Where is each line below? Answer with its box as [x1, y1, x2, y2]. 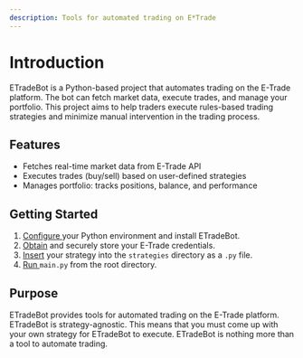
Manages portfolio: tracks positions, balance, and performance [22, 180, 258, 191]
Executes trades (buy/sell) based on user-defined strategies [22, 171, 247, 182]
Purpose [9, 286, 59, 301]
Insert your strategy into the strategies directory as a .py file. [22, 250, 253, 260]
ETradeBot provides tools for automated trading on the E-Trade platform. [9, 309, 280, 320]
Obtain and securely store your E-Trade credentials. [22, 240, 215, 251]
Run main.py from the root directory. [22, 259, 157, 270]
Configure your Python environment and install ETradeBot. [22, 231, 241, 241]
